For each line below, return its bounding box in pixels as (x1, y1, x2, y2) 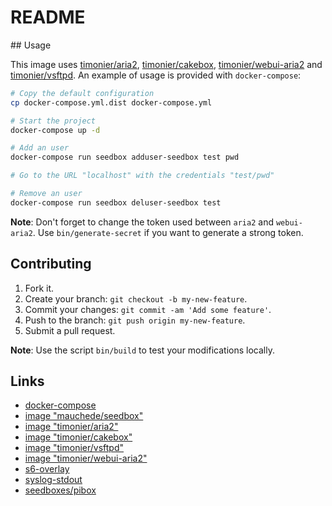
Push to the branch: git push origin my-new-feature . (24, 314, 246, 326)
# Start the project (10, 116, 97, 126)
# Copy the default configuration (10, 88, 155, 98)
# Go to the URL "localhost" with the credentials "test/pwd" (10, 171, 275, 181)
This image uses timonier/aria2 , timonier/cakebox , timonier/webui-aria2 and (10, 58, 323, 70)
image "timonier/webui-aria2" (24, 452, 148, 465)
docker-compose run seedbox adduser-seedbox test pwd (10, 152, 240, 163)
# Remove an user (10, 189, 83, 199)
